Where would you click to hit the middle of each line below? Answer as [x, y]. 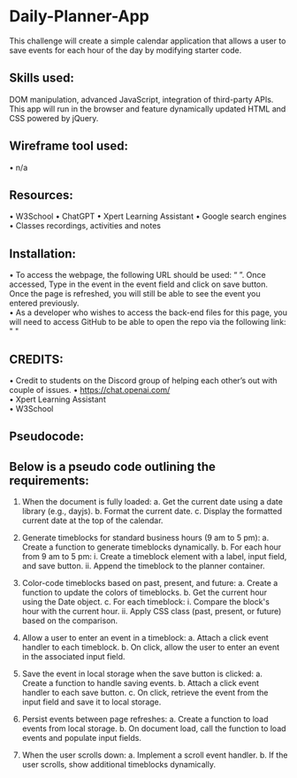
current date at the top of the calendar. [92, 520]
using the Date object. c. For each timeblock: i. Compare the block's [145, 602]
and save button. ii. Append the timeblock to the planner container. [143, 566]
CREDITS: [36, 359]
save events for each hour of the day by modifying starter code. [126, 50]
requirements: [49, 480]
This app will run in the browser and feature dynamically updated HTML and [148, 109]
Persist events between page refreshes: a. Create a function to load [145, 720]
